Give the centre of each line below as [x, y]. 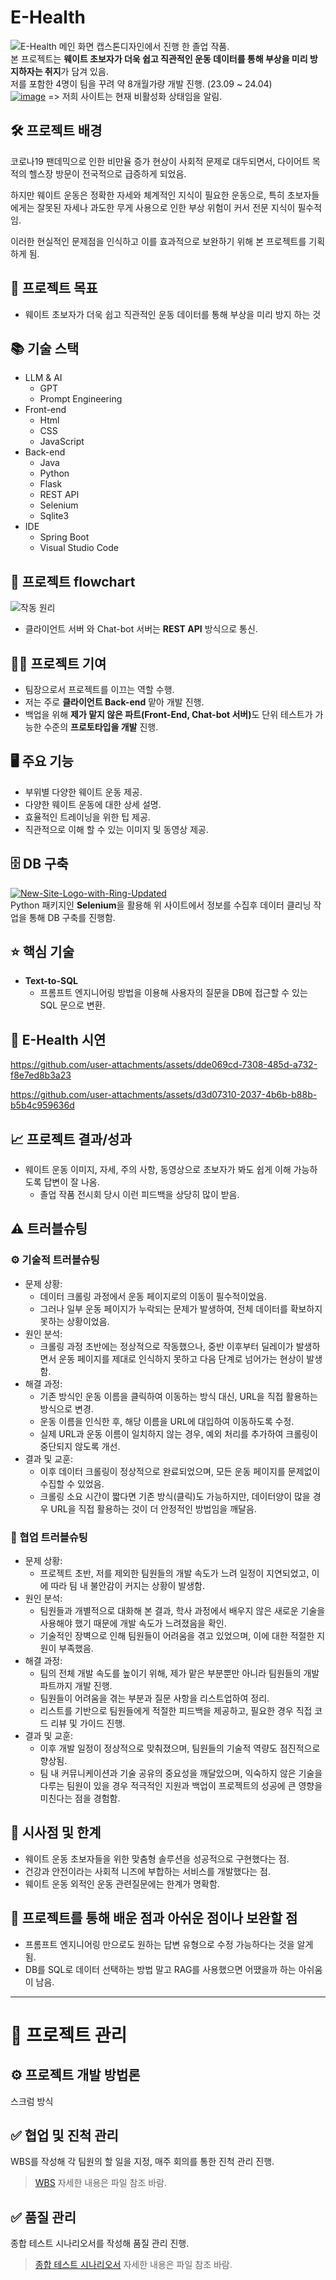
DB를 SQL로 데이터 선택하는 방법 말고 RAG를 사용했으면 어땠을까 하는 [160, 1969]
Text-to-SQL [51, 981]
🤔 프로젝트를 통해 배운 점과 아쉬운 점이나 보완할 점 [154, 1918]
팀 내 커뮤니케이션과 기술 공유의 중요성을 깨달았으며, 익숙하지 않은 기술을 [181, 1773]
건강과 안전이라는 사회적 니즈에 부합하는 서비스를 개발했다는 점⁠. [148, 1871]
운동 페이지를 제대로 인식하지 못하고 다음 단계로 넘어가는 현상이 [181, 1358]
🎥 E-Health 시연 [58, 1039]
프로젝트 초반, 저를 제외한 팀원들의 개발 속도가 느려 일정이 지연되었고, [174, 1573]
